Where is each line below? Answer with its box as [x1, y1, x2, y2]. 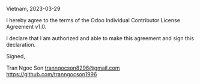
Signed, [6, 53, 25, 59]
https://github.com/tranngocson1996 [6, 71, 97, 77]
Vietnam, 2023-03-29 [6, 5, 61, 12]
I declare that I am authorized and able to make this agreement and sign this [6, 35, 194, 41]
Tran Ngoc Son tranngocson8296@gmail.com [6, 64, 120, 71]
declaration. [6, 41, 36, 48]
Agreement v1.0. [6, 23, 47, 30]
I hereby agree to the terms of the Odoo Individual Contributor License [6, 17, 180, 23]
